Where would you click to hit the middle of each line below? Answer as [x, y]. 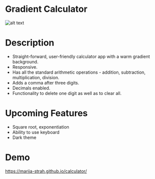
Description [30, 43]
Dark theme [24, 137]
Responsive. [25, 67]
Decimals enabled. [31, 88]
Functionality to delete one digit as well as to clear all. [67, 93]
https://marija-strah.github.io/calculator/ [46, 171]
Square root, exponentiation [41, 127]
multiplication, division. [36, 77]
